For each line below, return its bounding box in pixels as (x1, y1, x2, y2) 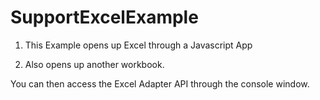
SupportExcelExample (10, 6, 199, 29)
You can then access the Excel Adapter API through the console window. (10, 77, 310, 90)
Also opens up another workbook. (24, 58, 165, 70)
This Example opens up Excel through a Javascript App (24, 39, 253, 51)
